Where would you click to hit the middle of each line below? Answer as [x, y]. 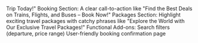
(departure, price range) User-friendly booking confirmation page [86, 34]
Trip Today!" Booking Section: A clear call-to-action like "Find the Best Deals [99, 9]
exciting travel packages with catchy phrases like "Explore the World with [95, 21]
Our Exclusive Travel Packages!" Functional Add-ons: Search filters [88, 27]
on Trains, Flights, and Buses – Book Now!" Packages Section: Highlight [93, 15]
